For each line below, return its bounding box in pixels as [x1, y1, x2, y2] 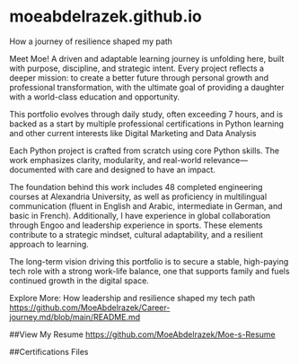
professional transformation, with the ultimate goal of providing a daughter [9, 82, 285, 92]
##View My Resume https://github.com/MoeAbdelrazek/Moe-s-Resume [9, 329, 276, 340]
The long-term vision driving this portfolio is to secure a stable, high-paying [9, 256, 289, 266]
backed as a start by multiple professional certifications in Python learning [9, 118, 285, 129]
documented [9, 164, 57, 175]
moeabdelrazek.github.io [9, 6, 202, 27]
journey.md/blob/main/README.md [9, 311, 141, 322]
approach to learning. [9, 238, 90, 249]
